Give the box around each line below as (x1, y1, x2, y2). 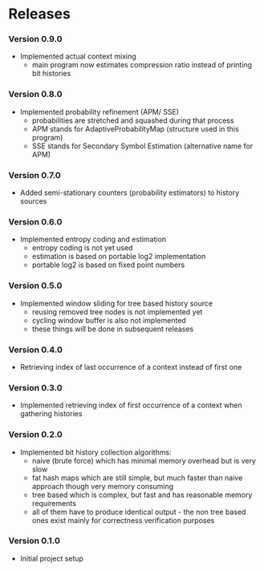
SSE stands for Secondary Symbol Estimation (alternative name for (31, 141, 254, 151)
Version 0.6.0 (8, 217, 63, 227)
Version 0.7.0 (8, 169, 62, 180)
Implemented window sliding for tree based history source (19, 298, 213, 308)
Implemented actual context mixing (19, 51, 136, 61)
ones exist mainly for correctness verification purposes (31, 515, 215, 525)
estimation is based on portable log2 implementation (31, 252, 206, 261)
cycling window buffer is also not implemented (31, 315, 186, 325)
